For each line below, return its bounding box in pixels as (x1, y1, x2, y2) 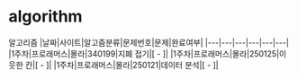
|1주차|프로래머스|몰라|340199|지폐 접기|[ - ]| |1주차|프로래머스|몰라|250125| (8, 48, 280, 59)
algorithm (8, 6, 83, 27)
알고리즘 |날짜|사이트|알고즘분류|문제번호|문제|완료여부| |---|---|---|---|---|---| (8, 37, 290, 48)
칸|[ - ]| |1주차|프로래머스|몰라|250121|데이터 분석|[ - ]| (24, 59, 220, 70)
